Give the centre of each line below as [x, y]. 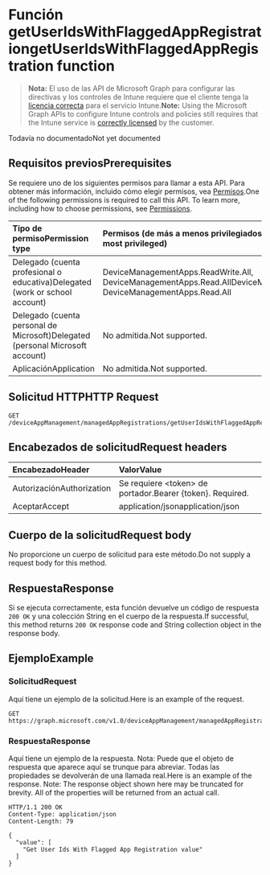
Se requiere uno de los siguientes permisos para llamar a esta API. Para [127, 183]
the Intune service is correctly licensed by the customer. [121, 122]
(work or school [42, 292]
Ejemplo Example [51, 658]
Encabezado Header [51, 470]
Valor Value [140, 470]
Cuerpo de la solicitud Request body [100, 535]
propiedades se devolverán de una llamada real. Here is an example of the [130, 775]
